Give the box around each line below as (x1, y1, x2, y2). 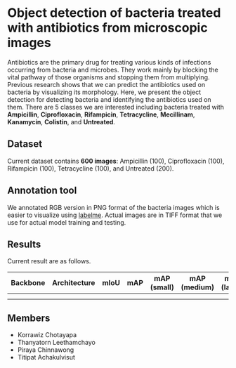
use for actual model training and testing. (7, 218, 126, 226)
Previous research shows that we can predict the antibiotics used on (7, 80, 206, 88)
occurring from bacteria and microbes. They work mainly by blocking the (7, 65, 219, 74)
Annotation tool (7, 185, 77, 197)
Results (7, 238, 41, 250)
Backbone (11, 278, 46, 288)
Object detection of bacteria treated (7, 5, 221, 21)
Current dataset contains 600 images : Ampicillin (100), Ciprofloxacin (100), (7, 157, 225, 165)
